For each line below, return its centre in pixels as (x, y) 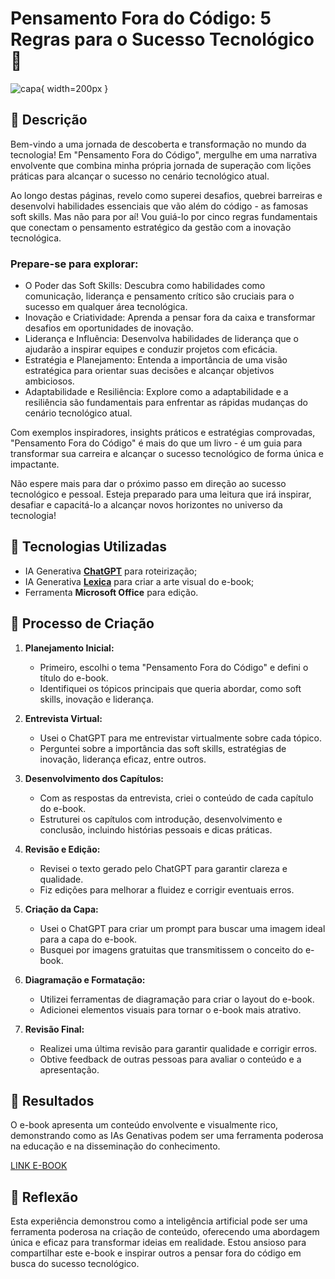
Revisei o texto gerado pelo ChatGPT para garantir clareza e (163, 868)
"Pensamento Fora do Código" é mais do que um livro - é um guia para (156, 443)
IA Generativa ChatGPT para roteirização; (111, 571)
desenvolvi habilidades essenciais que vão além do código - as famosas (159, 206)
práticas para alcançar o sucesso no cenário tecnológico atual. (140, 176)
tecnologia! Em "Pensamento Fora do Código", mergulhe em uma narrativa (163, 154)
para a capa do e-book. (88, 939)
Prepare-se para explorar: (74, 264)
